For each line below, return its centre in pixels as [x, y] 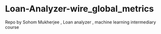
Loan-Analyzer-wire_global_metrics [80, 9]
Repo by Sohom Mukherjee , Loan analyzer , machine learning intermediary [81, 22]
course [12, 27]
